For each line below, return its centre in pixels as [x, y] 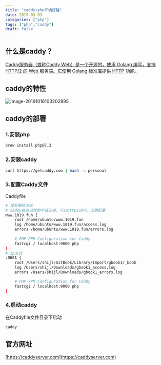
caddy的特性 [26, 88]
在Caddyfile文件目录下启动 [34, 317]
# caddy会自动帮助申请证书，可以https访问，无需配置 [55, 210]
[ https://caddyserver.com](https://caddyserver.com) [61, 357]
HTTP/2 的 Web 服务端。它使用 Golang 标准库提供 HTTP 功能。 [72, 71]
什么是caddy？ [29, 51]
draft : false [19, 29]
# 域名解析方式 [19, 206]
